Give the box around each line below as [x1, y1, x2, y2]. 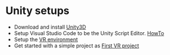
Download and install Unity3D [14, 23, 86, 30]
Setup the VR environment [14, 36, 78, 43]
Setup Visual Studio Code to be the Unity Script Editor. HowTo [14, 29, 164, 36]
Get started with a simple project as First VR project [14, 42, 139, 49]
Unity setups [5, 4, 70, 18]
